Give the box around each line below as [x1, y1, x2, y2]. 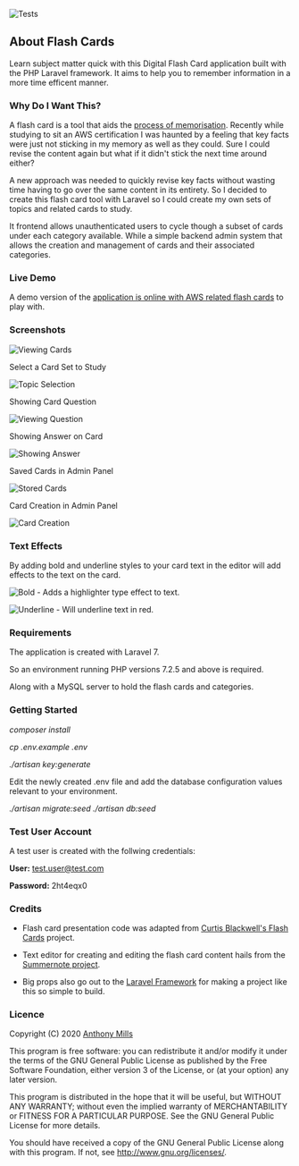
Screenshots [9, 324, 66, 336]
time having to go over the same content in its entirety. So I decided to [9, 184, 268, 196]
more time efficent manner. [9, 77, 109, 88]
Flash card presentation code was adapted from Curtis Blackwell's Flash [21, 923, 288, 934]
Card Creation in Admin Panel [9, 500, 118, 511]
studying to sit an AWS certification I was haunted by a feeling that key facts [9, 130, 290, 140]
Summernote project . [21, 959, 101, 970]
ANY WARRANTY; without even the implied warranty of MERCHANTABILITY [9, 1101, 288, 1112]
